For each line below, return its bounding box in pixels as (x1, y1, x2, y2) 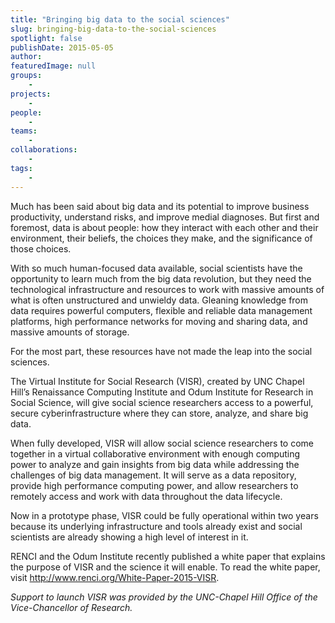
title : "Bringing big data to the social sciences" (10, 14, 230, 25)
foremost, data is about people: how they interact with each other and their (10, 221, 319, 233)
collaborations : (10, 145, 78, 155)
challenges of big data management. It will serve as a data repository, (10, 469, 297, 481)
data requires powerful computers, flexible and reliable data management (10, 304, 313, 316)
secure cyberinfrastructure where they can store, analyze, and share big (10, 407, 309, 419)
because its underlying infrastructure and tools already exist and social (10, 520, 303, 532)
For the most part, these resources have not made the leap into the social (10, 345, 313, 357)
